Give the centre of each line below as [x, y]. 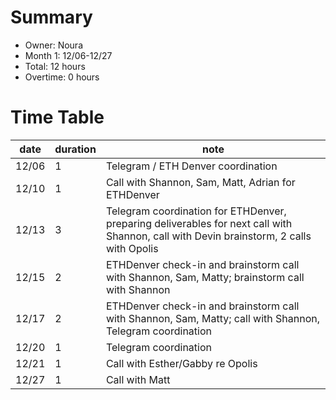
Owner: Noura [53, 45]
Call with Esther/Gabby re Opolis [181, 363]
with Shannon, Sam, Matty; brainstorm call [205, 277]
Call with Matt [138, 379]
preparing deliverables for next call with [199, 223]
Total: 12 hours [55, 66]
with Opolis [132, 248]
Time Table [57, 117]
